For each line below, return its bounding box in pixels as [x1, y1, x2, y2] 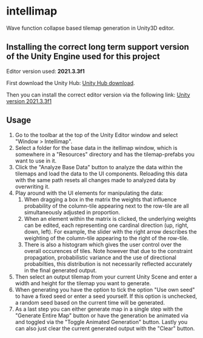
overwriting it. [15, 183, 50, 190]
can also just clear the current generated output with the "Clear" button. [15, 325, 195, 332]
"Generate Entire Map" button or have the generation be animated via [15, 311, 189, 319]
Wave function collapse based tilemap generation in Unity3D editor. [6, 24, 175, 32]
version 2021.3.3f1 [6, 97, 52, 104]
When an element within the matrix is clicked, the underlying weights [24, 215, 196, 222]
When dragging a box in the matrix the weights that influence [24, 195, 177, 203]
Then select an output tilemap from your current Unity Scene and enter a [15, 273, 198, 280]
